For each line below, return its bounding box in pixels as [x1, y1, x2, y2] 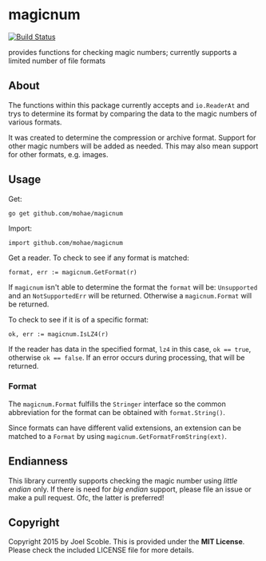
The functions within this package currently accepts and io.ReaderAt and [8, 100, 250, 109]
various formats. [8, 117, 62, 127]
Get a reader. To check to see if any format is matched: [8, 253, 189, 263]
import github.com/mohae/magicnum [8, 239, 124, 247]
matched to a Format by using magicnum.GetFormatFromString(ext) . [8, 431, 228, 441]
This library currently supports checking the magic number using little [8, 476, 238, 485]
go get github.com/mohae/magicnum [8, 209, 124, 217]
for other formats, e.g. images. [8, 149, 109, 159]
